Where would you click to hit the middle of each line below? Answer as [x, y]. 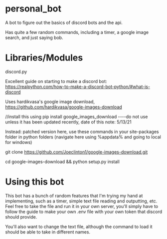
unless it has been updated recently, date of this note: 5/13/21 [68, 122]
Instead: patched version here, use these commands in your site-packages [82, 131]
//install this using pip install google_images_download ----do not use [77, 116]
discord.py [16, 71]
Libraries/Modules [44, 58]
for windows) [19, 142]
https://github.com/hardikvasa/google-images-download [64, 107]
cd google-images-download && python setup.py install [62, 161]
